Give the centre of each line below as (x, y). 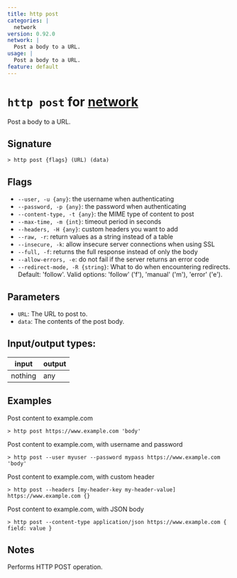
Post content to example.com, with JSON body (76, 509)
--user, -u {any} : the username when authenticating (96, 199)
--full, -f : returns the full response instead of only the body (108, 252)
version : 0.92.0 (31, 34)
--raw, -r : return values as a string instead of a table (95, 237)
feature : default (33, 67)
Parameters (34, 296)
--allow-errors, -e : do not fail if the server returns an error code (113, 259)
